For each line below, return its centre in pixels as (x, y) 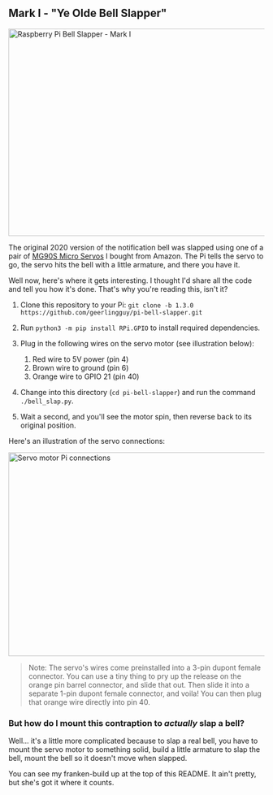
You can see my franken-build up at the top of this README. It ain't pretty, (132, 774)
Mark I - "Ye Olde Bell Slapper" (88, 13)
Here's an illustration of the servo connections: (87, 441)
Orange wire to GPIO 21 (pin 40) (86, 376)
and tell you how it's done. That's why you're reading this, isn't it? (118, 289)
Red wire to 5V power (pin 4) (80, 359)
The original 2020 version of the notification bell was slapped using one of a (136, 247)
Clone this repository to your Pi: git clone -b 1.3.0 (107, 305)
